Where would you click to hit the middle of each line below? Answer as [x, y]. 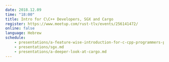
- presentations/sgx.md [39, 47]
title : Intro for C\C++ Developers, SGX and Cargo [59, 19]
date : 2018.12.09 [23, 10]
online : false [20, 28]
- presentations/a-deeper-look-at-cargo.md [61, 51]
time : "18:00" [20, 14]
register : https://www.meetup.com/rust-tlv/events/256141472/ [72, 24]
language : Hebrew [23, 33]
